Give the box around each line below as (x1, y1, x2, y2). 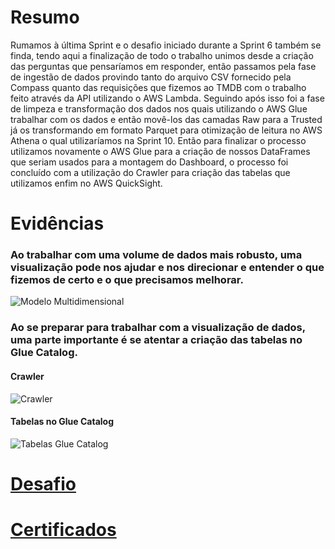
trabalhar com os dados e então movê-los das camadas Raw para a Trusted (10, 113, 323, 125)
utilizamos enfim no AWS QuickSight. (10, 177, 163, 189)
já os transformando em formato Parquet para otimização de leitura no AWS (10, 124, 323, 136)
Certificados (10, 519, 117, 541)
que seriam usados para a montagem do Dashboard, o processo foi (10, 156, 289, 168)
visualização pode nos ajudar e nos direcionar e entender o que (10, 261, 325, 275)
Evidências (10, 212, 105, 235)
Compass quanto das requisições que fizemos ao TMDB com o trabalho (10, 81, 307, 93)
